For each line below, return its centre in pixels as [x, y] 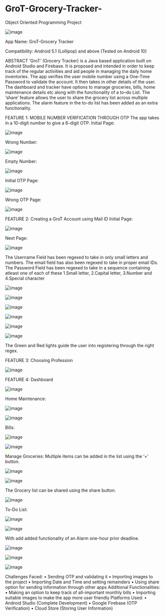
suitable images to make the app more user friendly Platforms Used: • [76, 598]
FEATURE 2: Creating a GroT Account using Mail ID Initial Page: [69, 219]
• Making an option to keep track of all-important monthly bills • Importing [81, 592]
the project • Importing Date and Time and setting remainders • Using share [82, 582]
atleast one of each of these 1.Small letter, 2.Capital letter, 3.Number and [79, 273]
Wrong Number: [21, 142]
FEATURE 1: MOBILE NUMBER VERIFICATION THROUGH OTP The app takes [82, 117]
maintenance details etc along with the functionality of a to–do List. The [78, 92]
